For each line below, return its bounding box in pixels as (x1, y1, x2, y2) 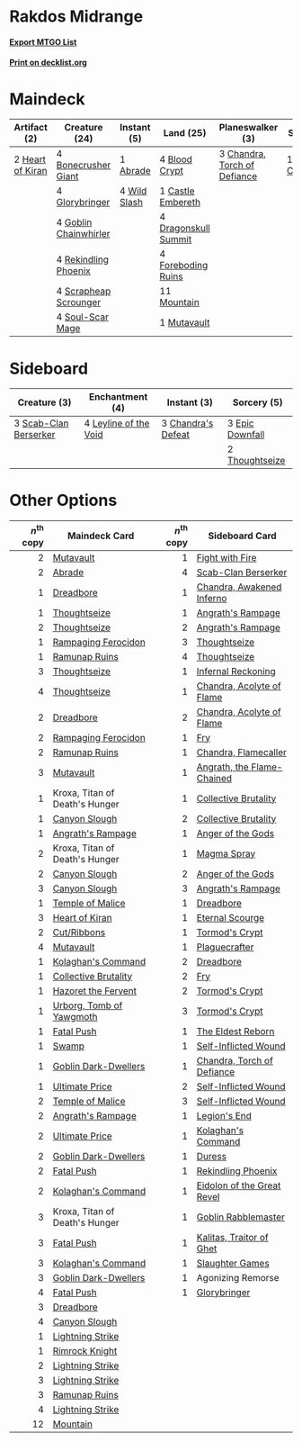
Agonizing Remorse (196, 1271, 280, 1284)
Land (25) (163, 127, 207, 140)
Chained (196, 771, 232, 784)
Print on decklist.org (9, 57, 87, 68)
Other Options (9, 491, 118, 510)
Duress (196, 1149, 227, 1162)
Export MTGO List (9, 36, 77, 47)
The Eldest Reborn (196, 1024, 275, 1037)
